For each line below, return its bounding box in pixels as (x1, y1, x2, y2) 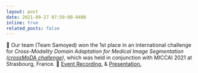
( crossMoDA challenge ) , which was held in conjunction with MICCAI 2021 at (6, 54, 192, 61)
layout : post (6, 8, 39, 15)
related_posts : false (6, 25, 60, 31)
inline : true (6, 20, 39, 26)
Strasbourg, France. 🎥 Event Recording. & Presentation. (6, 61, 142, 68)
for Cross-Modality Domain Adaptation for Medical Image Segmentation (6, 48, 184, 55)
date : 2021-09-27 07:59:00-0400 (6, 14, 86, 20)
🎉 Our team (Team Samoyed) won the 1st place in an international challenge (6, 42, 191, 49)
